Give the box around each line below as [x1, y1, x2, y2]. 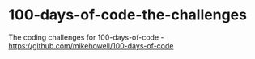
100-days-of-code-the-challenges [8, 6, 247, 24]
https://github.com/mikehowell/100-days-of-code [8, 40, 174, 50]
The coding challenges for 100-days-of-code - [8, 32, 164, 42]
